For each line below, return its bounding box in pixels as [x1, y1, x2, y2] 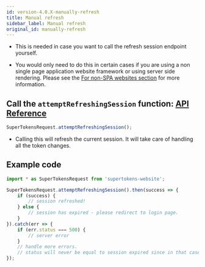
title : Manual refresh [6, 15, 64, 21]
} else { [17, 204, 40, 210]
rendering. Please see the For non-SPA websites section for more [15, 74, 180, 81]
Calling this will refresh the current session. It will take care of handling [15, 135, 193, 143]
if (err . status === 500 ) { [17, 227, 86, 233]
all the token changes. [15, 141, 71, 149]
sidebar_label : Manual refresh [6, 20, 86, 26]
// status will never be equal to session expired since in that [17, 249, 187, 256]
